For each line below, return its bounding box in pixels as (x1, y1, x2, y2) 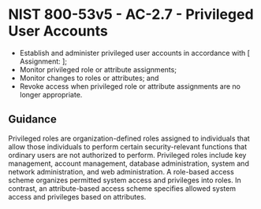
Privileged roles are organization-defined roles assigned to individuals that (8, 134, 250, 143)
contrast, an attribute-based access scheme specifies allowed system (8, 183, 237, 193)
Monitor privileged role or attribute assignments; (19, 64, 177, 74)
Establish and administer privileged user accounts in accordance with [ (19, 48, 251, 57)
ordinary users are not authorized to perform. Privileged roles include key (8, 150, 247, 159)
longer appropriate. (19, 90, 83, 99)
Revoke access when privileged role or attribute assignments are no (19, 81, 240, 91)
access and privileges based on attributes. (8, 192, 147, 201)
